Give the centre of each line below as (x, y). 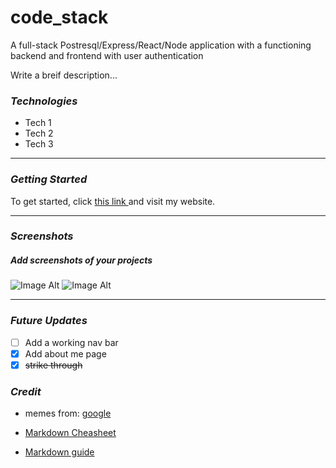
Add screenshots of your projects (81, 260)
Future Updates (49, 321)
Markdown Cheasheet (70, 433)
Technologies (44, 101)
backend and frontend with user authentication (107, 55)
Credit (26, 391)
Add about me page (65, 353)
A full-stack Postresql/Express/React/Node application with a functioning (161, 45)
